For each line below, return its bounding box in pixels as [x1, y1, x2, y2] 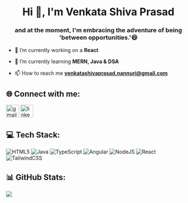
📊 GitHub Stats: [6, 172, 66, 182]
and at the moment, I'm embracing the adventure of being [14, 26, 183, 35]
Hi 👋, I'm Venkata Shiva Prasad [22, 5, 175, 19]
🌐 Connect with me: [6, 89, 80, 99]
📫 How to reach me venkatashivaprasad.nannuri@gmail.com [14, 70, 168, 77]
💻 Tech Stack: [6, 130, 60, 140]
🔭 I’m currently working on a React [14, 47, 98, 54]
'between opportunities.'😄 [59, 33, 138, 42]
